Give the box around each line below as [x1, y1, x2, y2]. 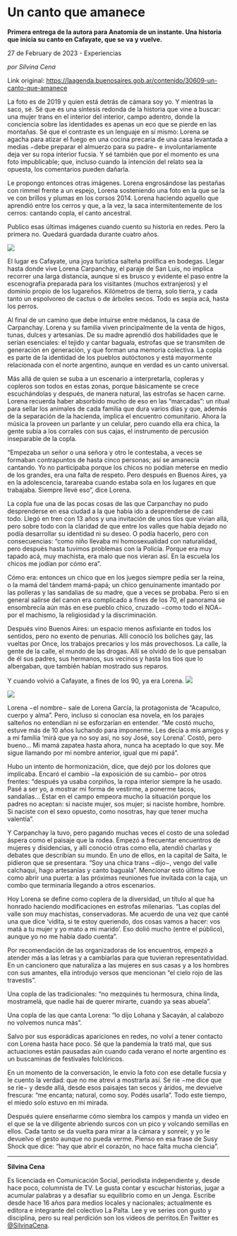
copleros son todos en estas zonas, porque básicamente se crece [7, 382, 199, 390]
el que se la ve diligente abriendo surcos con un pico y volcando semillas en [7, 1119, 229, 1128]
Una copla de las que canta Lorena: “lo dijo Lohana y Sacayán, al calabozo [7, 1011, 224, 1019]
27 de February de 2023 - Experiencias [7, 49, 122, 57]
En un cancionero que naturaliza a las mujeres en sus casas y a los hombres [7, 960, 229, 969]
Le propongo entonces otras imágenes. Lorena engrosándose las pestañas [7, 178, 226, 187]
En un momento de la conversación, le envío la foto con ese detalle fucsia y [7, 1068, 227, 1076]
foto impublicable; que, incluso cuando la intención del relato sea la [7, 157, 203, 166]
